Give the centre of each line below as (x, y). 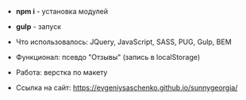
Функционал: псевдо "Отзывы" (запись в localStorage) (108, 57)
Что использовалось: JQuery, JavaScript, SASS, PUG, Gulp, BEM (123, 42)
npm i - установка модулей (62, 11)
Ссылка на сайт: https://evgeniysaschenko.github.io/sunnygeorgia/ (127, 87)
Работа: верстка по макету (61, 72)
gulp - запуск (38, 26)
